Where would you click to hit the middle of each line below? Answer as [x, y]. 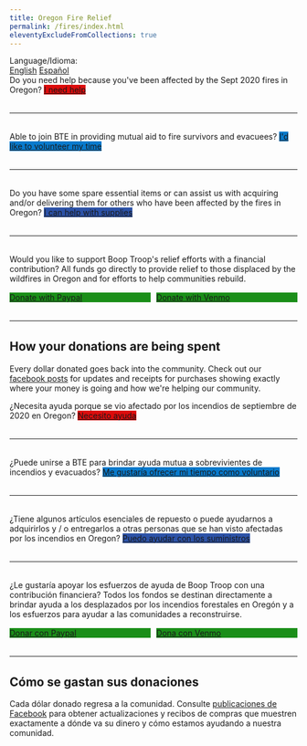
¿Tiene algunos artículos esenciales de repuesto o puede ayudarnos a [141, 519]
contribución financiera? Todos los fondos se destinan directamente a [141, 594]
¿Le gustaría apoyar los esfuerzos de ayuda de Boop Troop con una [137, 584]
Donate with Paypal [46, 298]
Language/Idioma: [43, 61]
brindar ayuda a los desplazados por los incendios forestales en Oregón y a [152, 604]
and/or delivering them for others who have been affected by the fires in [145, 203]
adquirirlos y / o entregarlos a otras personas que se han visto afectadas [146, 528]
